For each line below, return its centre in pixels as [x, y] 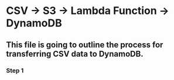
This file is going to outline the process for [85, 45]
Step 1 [15, 70]
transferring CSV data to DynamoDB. [75, 54]
